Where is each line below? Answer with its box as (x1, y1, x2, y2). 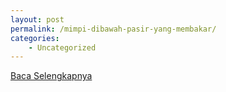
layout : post (10, 14, 65, 25)
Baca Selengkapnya (10, 70, 93, 82)
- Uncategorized (28, 42, 97, 53)
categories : (10, 33, 60, 43)
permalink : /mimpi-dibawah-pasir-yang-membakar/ (10, 24, 217, 34)
